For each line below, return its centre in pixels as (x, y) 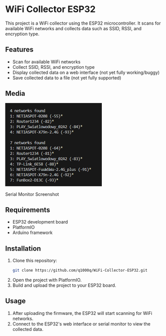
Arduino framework (32, 233)
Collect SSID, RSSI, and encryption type (53, 67)
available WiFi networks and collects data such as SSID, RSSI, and (73, 28)
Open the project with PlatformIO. (47, 280)
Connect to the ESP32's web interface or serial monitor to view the (81, 324)
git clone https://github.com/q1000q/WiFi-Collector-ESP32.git (80, 270)
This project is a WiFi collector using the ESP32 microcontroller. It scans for (83, 23)
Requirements (28, 210)
